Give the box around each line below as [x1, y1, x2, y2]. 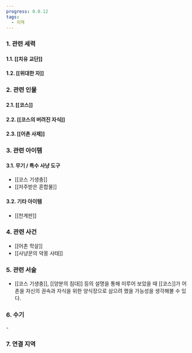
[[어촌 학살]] [14, 242, 43, 249]
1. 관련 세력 [6, 40, 36, 48]
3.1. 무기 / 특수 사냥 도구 [6, 162, 60, 169]
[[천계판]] [14, 212, 37, 219]
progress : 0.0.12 [6, 8, 49, 15]
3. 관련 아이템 [6, 147, 43, 155]
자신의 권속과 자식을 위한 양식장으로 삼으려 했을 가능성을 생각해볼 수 [25, 288, 180, 295]
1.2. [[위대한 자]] [6, 70, 44, 77]
